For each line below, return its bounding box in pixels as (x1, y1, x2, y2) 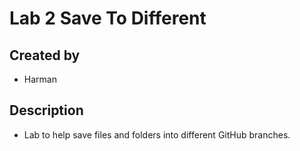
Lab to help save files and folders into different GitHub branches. (23, 128, 291, 141)
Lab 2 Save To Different (9, 7, 207, 30)
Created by (9, 47, 81, 64)
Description (9, 102, 84, 119)
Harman (23, 73, 57, 85)
